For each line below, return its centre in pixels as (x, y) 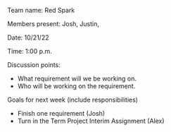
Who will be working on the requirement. (76, 86)
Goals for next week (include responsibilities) (73, 100)
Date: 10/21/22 (28, 37)
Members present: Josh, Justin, (53, 24)
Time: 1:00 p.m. (30, 51)
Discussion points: (34, 65)
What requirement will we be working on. (77, 78)
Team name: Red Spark (41, 10)
